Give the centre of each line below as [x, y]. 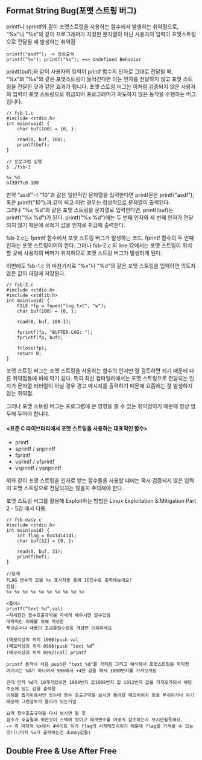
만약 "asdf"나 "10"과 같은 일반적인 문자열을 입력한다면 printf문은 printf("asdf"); [100, 194]
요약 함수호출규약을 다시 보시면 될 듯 [46, 714]
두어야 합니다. [33, 414]
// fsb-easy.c [24, 520]
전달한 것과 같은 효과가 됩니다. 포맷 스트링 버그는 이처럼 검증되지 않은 [98, 86]
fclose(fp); [32, 348]
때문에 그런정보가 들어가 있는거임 [41, 702]
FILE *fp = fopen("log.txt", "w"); [62, 306]
